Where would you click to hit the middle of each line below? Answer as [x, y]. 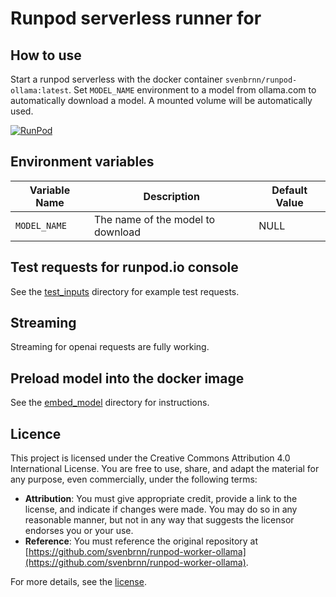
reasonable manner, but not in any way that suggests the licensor [159, 520]
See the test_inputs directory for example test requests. [125, 291]
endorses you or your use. [79, 531]
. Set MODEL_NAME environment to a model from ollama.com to [192, 90]
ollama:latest [40, 91]
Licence [36, 433]
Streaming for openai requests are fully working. [110, 347]
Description [171, 196]
